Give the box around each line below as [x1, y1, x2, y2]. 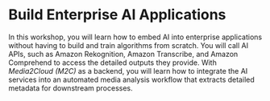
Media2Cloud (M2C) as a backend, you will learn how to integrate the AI [8, 66, 248, 75]
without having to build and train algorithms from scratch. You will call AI [8, 40, 248, 50]
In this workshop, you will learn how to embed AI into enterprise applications [8, 32, 263, 42]
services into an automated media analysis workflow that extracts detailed [8, 75, 255, 84]
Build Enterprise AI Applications [8, 6, 226, 24]
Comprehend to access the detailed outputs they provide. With [8, 58, 218, 67]
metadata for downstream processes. [8, 83, 133, 93]
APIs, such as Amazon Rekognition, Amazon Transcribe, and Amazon [8, 49, 239, 59]
